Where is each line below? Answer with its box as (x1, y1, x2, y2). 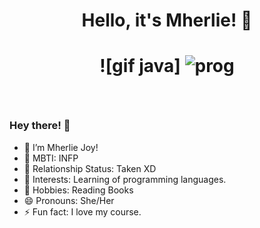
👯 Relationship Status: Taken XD (23, 162, 157, 174)
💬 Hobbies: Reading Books (23, 184, 134, 196)
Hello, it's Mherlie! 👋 (81, 9, 253, 32)
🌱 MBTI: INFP (23, 152, 79, 164)
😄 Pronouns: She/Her (23, 194, 115, 206)
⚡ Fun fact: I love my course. (23, 205, 142, 218)
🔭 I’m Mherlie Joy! (23, 141, 99, 153)
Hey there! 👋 (9, 119, 71, 133)
